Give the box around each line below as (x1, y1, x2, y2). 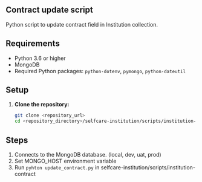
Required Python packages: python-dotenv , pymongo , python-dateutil (14, 67, 186, 74)
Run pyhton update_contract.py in (14, 164, 100, 171)
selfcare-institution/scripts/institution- (100, 164, 196, 171)
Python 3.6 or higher (14, 54, 66, 62)
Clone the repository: (14, 101, 70, 108)
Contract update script (5, 5, 93, 15)
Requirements (5, 39, 60, 49)
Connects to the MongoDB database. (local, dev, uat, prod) (14, 151, 161, 158)
